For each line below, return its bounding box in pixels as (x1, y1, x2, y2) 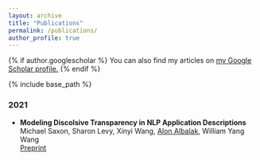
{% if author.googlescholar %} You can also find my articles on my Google (8, 56, 252, 65)
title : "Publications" (8, 19, 83, 27)
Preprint (19, 142, 47, 152)
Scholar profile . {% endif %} (8, 64, 101, 74)
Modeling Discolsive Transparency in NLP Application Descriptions (19, 117, 246, 127)
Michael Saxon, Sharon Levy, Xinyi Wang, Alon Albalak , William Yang (19, 126, 245, 135)
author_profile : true (8, 33, 80, 42)
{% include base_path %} (8, 80, 92, 89)
